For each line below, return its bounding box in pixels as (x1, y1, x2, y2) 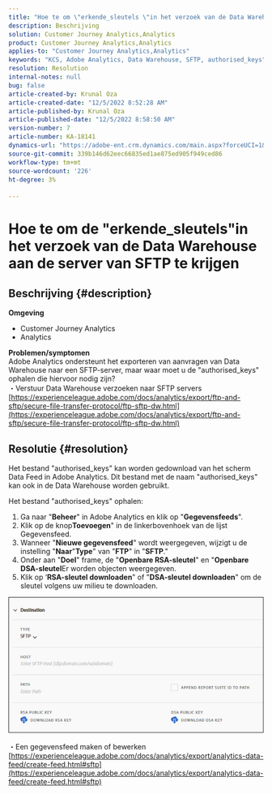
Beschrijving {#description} (8, 286, 152, 300)
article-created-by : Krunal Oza (8, 90, 117, 98)
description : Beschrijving (8, 21, 100, 30)
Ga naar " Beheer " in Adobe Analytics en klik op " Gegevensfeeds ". (19, 511, 244, 522)
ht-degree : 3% (8, 175, 57, 184)
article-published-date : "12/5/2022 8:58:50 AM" (8, 116, 176, 124)
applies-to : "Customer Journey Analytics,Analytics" (8, 47, 190, 56)
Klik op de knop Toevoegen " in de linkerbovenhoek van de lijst (19, 520, 228, 530)
